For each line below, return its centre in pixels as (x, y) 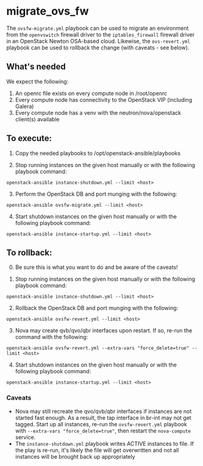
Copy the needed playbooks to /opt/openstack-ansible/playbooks (98, 153)
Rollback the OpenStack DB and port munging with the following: (97, 308)
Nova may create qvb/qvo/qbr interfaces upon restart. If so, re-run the (104, 331)
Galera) (24, 106)
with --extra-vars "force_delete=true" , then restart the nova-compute (103, 431)
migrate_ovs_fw (48, 11)
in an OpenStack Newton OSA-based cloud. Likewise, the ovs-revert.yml (98, 41)
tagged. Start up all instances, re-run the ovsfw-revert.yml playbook (101, 424)
